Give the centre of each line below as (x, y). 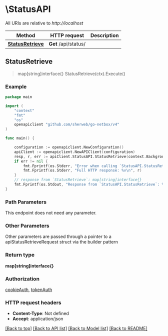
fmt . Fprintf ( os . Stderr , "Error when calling (70, 166)
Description (104, 35)
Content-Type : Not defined (40, 313)
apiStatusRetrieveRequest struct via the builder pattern (62, 242)
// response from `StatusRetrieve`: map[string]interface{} (78, 180)
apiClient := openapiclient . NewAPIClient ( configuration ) (75, 152)
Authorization (22, 278)
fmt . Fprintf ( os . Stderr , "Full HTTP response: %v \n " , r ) (82, 170)
